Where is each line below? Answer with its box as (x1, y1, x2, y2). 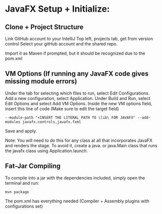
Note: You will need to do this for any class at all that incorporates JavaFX (5, 137, 153, 143)
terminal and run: (5, 180, 39, 186)
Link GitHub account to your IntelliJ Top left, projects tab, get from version (5, 36, 153, 41)
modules (5, 119, 21, 124)
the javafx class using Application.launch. (5, 148, 88, 154)
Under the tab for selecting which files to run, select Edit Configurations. (5, 90, 150, 96)
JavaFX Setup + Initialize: (5, 3, 110, 15)
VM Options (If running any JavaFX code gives (5, 70, 149, 78)
